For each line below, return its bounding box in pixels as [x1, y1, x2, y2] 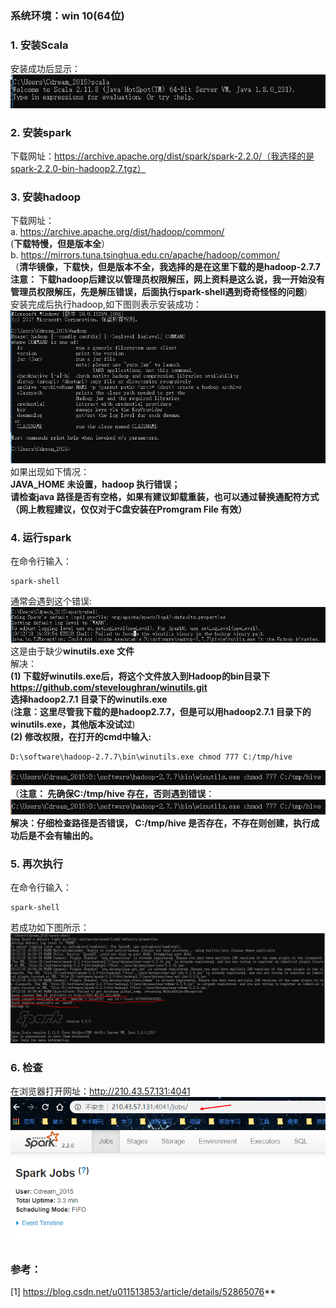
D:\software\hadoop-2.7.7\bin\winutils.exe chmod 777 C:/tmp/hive [10, 752, 293, 762]
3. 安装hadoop [10, 190, 82, 204]
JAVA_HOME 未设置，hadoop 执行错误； [10, 478, 181, 490]
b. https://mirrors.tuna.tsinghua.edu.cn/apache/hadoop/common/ [10, 249, 280, 261]
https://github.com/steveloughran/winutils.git [10, 681, 208, 693]
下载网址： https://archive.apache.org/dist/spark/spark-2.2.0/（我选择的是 [10, 150, 315, 162]
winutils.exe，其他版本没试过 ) [10, 718, 136, 730]
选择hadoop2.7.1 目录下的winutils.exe [10, 693, 168, 705]
